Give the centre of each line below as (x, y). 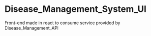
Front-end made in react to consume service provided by (62, 23)
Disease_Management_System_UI (75, 9)
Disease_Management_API (31, 28)
